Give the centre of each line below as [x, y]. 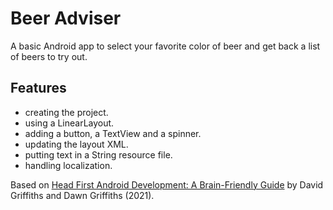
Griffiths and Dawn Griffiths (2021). [82, 195]
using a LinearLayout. [69, 123]
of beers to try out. [49, 56]
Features [38, 88]
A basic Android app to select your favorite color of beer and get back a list [165, 46]
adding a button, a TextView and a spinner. [113, 133]
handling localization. [68, 165]
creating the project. [66, 112]
